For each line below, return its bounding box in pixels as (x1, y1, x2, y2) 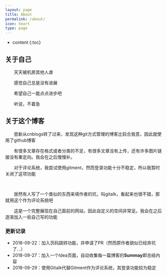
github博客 (13, 137, 36, 143)
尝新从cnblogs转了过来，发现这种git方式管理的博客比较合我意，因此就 (13, 131, 158, 137)
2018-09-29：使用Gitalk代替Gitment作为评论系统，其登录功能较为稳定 (12, 265, 157, 271)
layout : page (5, 7, 32, 12)
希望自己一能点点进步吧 (13, 90, 62, 96)
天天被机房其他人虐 (13, 69, 53, 75)
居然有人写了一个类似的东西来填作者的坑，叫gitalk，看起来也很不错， (13, 191, 156, 197)
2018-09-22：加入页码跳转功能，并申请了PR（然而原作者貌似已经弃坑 (12, 240, 156, 246)
